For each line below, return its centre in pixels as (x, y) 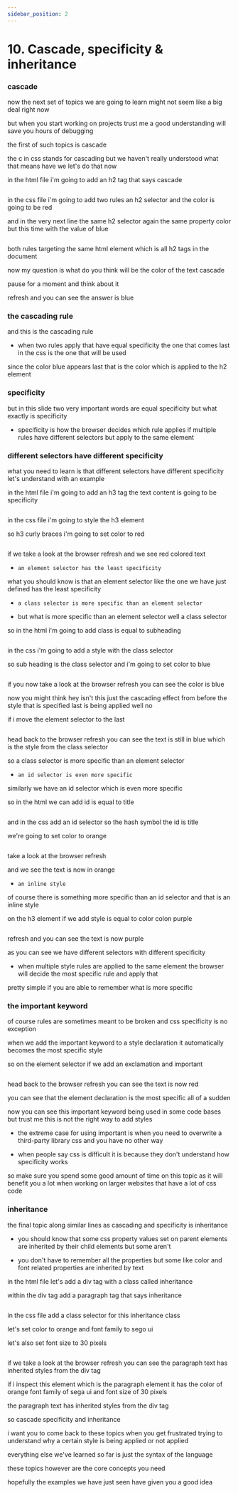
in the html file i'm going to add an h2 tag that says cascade (95, 180)
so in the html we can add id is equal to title (71, 802)
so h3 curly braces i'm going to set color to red (76, 534)
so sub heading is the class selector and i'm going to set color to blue (109, 664)
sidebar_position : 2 (38, 14)
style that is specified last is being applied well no (80, 706)
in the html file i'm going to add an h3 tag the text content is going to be (112, 492)
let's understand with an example (56, 479)
